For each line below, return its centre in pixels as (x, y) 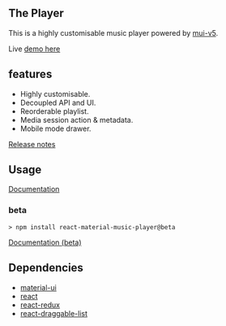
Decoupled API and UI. (58, 102)
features (30, 74)
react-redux (40, 305)
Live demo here (34, 49)
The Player (36, 13)
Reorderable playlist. (54, 111)
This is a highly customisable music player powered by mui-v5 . (113, 33)
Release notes (32, 144)
